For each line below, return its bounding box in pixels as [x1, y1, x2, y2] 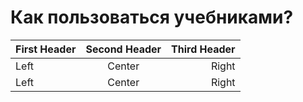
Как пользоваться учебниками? [10, 6, 294, 29]
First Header [15, 42, 77, 56]
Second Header [85, 42, 162, 56]
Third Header [171, 42, 236, 56]
